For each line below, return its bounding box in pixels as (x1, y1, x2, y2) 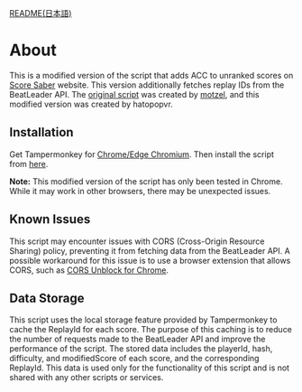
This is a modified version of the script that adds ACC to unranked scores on (9, 70, 294, 80)
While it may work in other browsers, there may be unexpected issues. (9, 185, 271, 196)
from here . (9, 158, 49, 169)
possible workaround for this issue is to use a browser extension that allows (9, 255, 291, 266)
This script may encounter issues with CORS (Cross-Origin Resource (9, 236, 265, 247)
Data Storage (9, 290, 85, 305)
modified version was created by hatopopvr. (9, 98, 173, 109)
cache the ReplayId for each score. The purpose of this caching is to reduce (9, 324, 293, 335)
